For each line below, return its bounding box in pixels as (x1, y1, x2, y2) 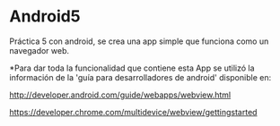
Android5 (9, 6, 81, 27)
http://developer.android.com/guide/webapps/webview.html (9, 89, 232, 100)
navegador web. (9, 45, 70, 55)
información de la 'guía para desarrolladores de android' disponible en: (9, 71, 272, 82)
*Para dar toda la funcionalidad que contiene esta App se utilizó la (9, 63, 255, 73)
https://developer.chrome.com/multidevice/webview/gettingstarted (9, 106, 258, 117)
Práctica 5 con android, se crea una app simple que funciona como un (9, 36, 269, 46)
